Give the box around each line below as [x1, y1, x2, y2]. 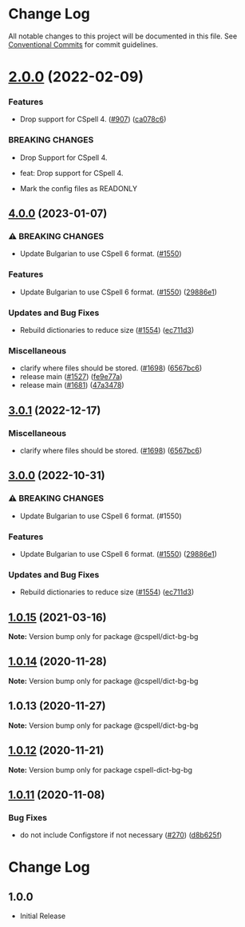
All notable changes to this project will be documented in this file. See [8, 31, 238, 41]
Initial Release [19, 911, 66, 921]
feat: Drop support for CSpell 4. [19, 168, 124, 178]
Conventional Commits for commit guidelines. [8, 39, 158, 49]
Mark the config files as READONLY [19, 183, 138, 193]
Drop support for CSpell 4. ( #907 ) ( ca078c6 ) [19, 114, 167, 124]
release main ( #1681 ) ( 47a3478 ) [19, 381, 125, 390]
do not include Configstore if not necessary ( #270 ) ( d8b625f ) [19, 830, 223, 840]
